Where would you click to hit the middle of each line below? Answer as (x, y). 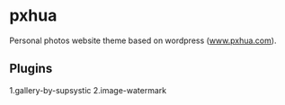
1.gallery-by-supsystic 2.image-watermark (88, 90)
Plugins (31, 69)
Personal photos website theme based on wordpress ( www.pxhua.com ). (143, 40)
